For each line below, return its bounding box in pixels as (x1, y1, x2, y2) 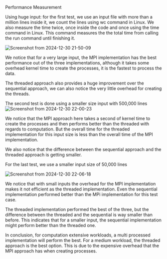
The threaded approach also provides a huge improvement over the (5, 80, 144, 86)
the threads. (5, 91, 30, 96)
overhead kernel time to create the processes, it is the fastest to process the (5, 65, 162, 71)
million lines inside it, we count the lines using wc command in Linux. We (5, 19, 155, 25)
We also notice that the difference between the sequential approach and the (5, 146, 162, 152)
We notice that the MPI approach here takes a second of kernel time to (5, 115, 151, 121)
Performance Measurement (5, 4, 62, 10)
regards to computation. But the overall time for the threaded (5, 126, 130, 132)
